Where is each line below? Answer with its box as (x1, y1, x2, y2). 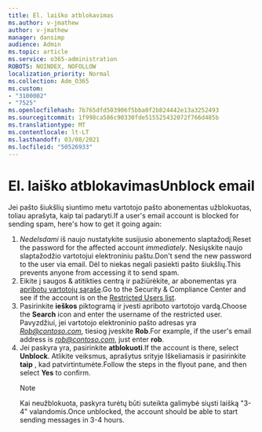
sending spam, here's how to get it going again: (8, 219, 162, 229)
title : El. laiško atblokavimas (8, 11, 114, 20)
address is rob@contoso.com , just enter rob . (19, 335, 165, 344)
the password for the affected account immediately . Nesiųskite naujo (19, 243, 243, 252)
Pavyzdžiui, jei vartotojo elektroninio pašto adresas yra (19, 318, 197, 328)
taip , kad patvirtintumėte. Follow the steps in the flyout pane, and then (19, 360, 247, 369)
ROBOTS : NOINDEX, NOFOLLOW (8, 63, 96, 71)
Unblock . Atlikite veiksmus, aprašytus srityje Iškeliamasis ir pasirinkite (19, 351, 246, 361)
